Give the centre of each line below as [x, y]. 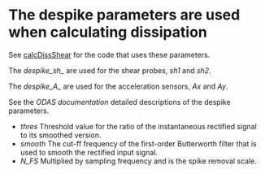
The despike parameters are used [124, 15]
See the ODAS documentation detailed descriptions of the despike [119, 102]
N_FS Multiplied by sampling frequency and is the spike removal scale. [139, 161]
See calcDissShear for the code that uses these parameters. [109, 54]
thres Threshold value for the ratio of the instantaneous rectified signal [139, 126]
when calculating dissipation [108, 32]
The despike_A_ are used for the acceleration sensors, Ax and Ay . [118, 86]
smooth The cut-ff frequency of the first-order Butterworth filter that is [139, 143]
